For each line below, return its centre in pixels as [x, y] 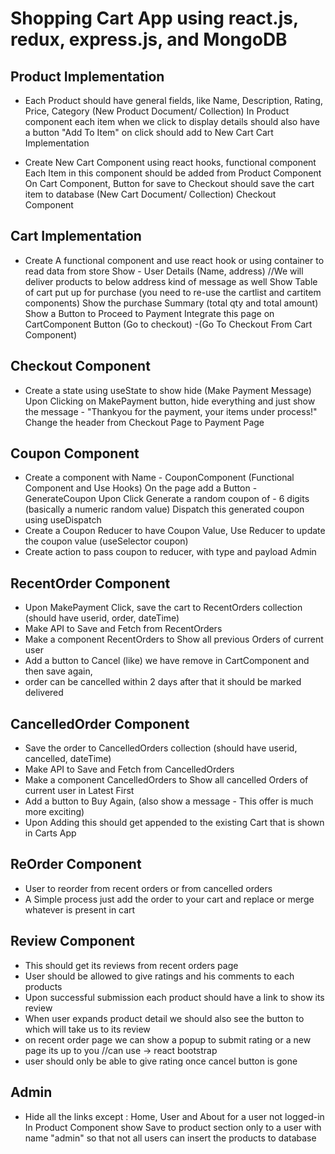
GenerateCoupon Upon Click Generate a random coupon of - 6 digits [167, 499]
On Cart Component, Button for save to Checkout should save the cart [169, 183]
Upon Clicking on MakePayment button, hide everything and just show [170, 401]
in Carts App [50, 833]
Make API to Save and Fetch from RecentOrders [123, 629]
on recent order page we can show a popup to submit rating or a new [168, 1039]
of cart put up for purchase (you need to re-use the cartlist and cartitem [173, 292]
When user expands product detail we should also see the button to [164, 1018]
